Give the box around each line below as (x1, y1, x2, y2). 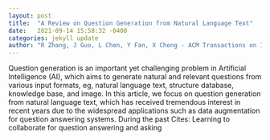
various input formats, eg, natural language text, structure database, (8, 81, 235, 90)
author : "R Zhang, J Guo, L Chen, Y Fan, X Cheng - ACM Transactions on (8, 42, 257, 50)
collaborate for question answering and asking (8, 123, 162, 133)
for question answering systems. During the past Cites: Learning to (8, 114, 231, 124)
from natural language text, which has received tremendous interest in (8, 98, 241, 107)
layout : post (8, 11, 52, 20)
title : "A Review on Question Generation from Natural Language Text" (8, 19, 253, 27)
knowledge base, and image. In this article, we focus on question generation (8, 89, 261, 98)
